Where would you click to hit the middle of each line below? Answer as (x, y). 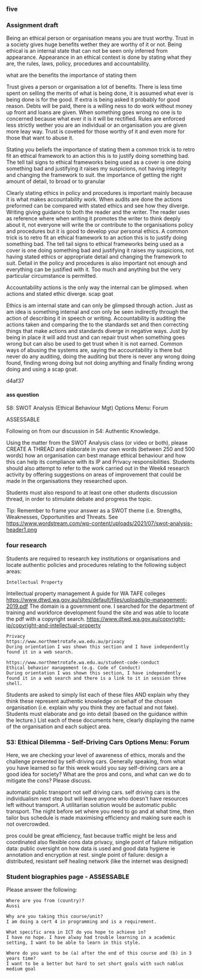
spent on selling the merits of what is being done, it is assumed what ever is (100, 93)
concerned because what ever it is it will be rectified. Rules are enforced (96, 119)
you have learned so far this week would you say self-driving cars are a (94, 768)
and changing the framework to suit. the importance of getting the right (94, 175)
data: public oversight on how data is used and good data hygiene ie (91, 848)
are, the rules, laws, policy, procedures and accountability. (78, 64)
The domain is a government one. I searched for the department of (112, 606)
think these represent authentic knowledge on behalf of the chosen (89, 701)
